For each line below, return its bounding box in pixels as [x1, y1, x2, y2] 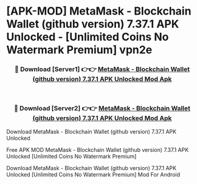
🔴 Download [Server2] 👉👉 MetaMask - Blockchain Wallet [14, 104, 190, 113]
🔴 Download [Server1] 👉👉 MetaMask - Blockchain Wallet [14, 65, 190, 73]
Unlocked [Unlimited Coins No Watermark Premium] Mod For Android [6, 171, 181, 178]
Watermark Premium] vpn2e [6, 43, 153, 57]
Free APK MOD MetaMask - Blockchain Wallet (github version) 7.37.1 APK [6, 146, 189, 153]
